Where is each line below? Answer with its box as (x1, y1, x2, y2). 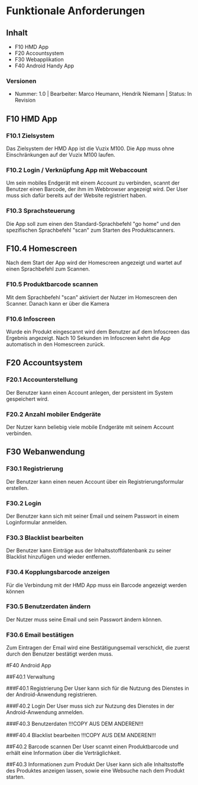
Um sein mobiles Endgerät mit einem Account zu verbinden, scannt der (6, 179, 180, 187)
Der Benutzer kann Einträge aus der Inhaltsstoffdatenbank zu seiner (6, 547, 171, 554)
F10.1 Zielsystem (6, 131, 55, 140)
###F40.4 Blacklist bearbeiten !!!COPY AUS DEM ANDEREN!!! (6, 732, 157, 739)
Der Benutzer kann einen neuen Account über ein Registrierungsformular (6, 478, 184, 485)
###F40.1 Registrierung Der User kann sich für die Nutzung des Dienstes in (6, 685, 189, 692)
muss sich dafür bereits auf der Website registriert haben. (6, 192, 147, 199)
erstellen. (6, 484, 29, 491)
